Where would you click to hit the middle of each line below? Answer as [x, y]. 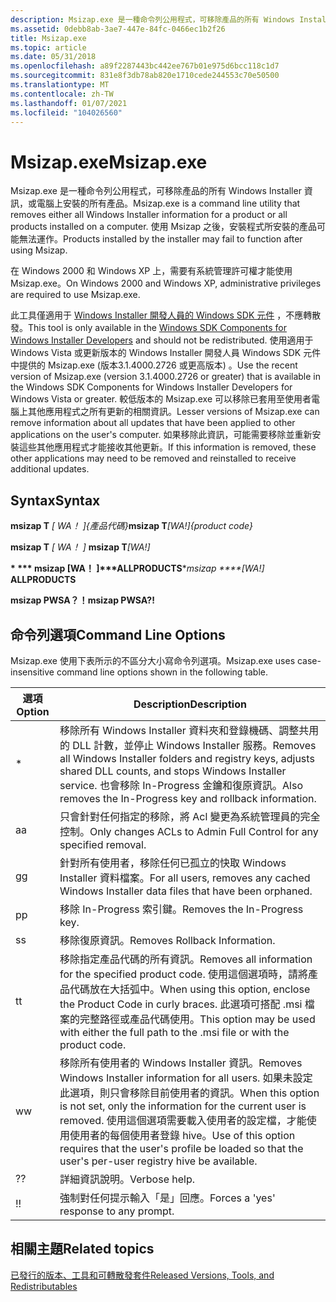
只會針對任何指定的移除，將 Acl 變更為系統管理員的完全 [190, 816]
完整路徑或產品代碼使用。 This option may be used [197, 1019]
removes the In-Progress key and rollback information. [188, 798]
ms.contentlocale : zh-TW [62, 94]
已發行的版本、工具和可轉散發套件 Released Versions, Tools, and [142, 1275]
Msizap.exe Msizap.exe [109, 162]
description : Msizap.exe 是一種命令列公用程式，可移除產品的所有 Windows [153, 19]
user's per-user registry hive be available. [158, 1161]
